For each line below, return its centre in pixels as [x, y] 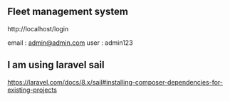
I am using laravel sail [56, 65]
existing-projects [32, 90]
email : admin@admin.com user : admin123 [70, 43]
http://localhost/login [38, 28]
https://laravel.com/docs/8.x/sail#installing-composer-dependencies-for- [115, 82]
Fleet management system [68, 12]
